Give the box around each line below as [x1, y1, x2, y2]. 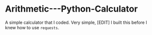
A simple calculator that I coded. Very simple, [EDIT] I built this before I [5, 19, 147, 25]
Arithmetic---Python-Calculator [5, 3, 138, 15]
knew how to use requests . [5, 24, 59, 30]
